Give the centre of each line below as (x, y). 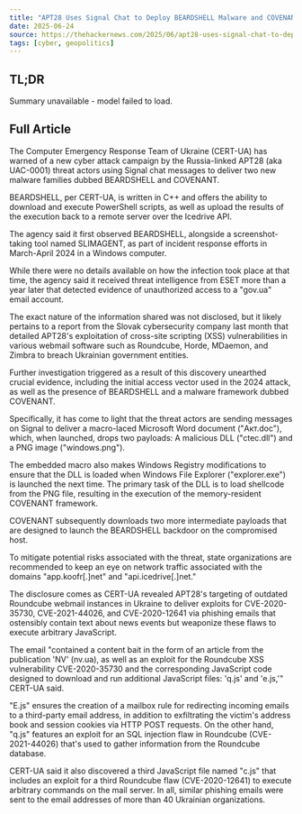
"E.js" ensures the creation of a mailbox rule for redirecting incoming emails (149, 705)
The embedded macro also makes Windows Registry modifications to (138, 464)
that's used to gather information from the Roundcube (160, 744)
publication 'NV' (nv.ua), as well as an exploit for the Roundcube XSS (137, 659)
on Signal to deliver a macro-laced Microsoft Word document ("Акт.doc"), (146, 428)
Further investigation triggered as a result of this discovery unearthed (138, 372)
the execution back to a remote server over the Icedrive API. (120, 216)
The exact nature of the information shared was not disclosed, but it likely (146, 316)
